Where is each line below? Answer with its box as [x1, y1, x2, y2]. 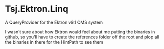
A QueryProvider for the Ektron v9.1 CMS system [5, 19, 103, 25]
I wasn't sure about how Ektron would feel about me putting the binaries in [5, 29, 155, 34]
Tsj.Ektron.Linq [5, 3, 69, 15]
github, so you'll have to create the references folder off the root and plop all [5, 34, 159, 40]
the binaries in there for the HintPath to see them [5, 39, 104, 45]
